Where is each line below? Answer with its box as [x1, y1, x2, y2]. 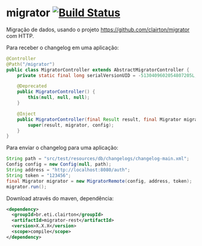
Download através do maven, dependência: [6, 194, 114, 201]
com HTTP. [6, 32, 34, 39]
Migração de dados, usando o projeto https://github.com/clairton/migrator [6, 26, 190, 33]
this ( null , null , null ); [28, 94, 90, 100]
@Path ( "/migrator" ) [6, 61, 55, 67]
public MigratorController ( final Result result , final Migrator [17, 116, 182, 123]
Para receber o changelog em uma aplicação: [6, 44, 119, 51]
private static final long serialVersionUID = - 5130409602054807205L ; [17, 72, 198, 78]
